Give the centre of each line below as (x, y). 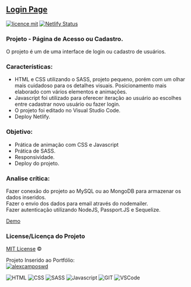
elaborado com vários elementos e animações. (71, 92)
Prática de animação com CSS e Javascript (66, 144)
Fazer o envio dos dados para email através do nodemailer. (77, 203)
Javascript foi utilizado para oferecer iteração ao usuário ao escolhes (98, 98)
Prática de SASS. (35, 151)
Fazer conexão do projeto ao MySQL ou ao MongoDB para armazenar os (93, 191)
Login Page (27, 10)
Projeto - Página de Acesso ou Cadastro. (65, 39)
